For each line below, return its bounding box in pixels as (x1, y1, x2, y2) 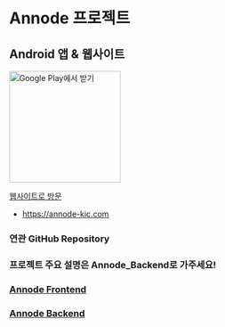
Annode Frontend (9, 282, 87, 295)
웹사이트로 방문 (9, 191, 62, 201)
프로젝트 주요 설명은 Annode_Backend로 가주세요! (9, 258, 217, 271)
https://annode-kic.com (21, 208, 109, 219)
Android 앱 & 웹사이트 (9, 46, 125, 61)
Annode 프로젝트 (9, 8, 131, 29)
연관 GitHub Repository (9, 233, 110, 245)
